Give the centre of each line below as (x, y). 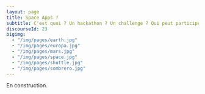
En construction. (27, 86)
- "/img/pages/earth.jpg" (45, 40)
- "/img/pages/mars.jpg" (43, 52)
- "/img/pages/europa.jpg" (46, 46)
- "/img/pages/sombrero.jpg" (49, 68)
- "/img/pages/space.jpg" (45, 57)
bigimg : (16, 35)
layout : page (23, 12)
